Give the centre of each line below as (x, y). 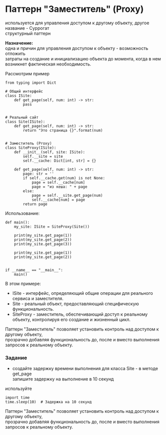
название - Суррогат (27, 28)
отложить (15, 54)
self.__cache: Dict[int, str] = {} (60, 161)
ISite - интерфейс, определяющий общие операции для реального (83, 293)
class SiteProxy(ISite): (31, 148)
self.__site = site (43, 156)
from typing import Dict (31, 83)
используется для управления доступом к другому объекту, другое (77, 23)
